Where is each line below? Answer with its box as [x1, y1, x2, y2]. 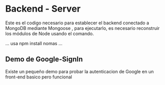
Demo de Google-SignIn [5, 55, 83, 64]
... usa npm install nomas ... [5, 40, 63, 46]
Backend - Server [5, 3, 81, 15]
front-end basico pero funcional [5, 74, 72, 80]
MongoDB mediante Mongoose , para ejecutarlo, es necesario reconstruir [5, 25, 160, 31]
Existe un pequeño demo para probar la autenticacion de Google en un [5, 68, 154, 74]
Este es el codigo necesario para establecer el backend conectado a [5, 20, 149, 26]
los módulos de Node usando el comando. [5, 30, 94, 36]
